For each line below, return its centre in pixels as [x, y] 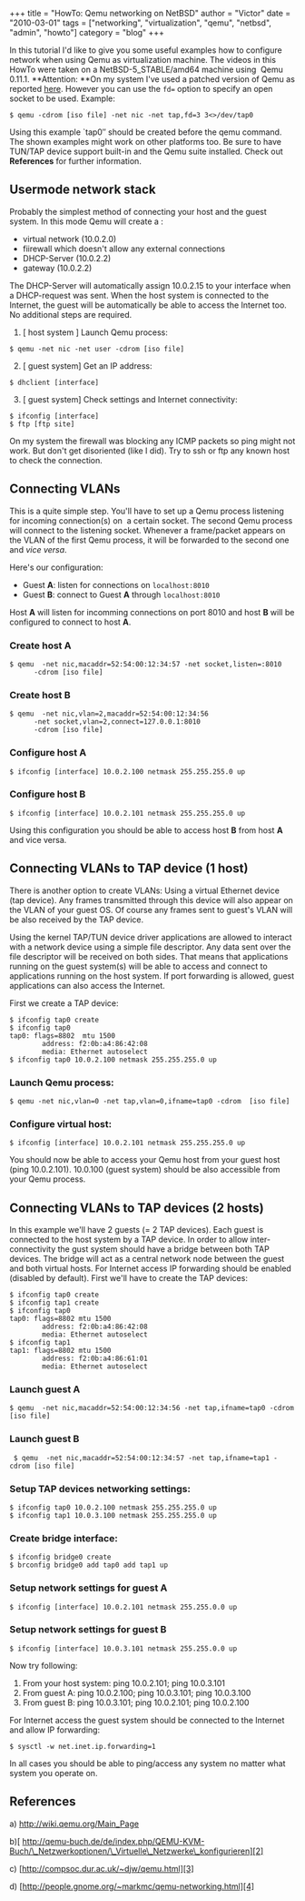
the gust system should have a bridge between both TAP [163, 1249]
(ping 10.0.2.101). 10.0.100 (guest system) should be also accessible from [145, 1170]
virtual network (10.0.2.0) [69, 239]
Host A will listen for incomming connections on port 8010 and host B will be [152, 612]
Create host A [40, 646]
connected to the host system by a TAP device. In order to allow [129, 1240]
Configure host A [48, 753]
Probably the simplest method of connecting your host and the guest [138, 211]
